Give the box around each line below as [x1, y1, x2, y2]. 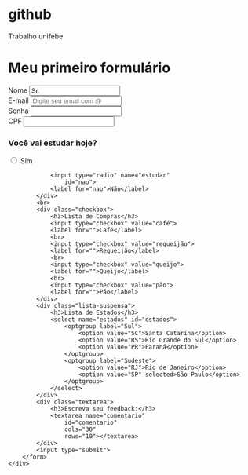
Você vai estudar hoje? [8, 137, 97, 148]
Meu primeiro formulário [8, 59, 171, 77]
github [8, 5, 53, 24]
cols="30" [64, 426, 97, 433]
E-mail [8, 96, 29, 105]
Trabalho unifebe [8, 31, 64, 41]
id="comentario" [64, 418, 118, 427]
